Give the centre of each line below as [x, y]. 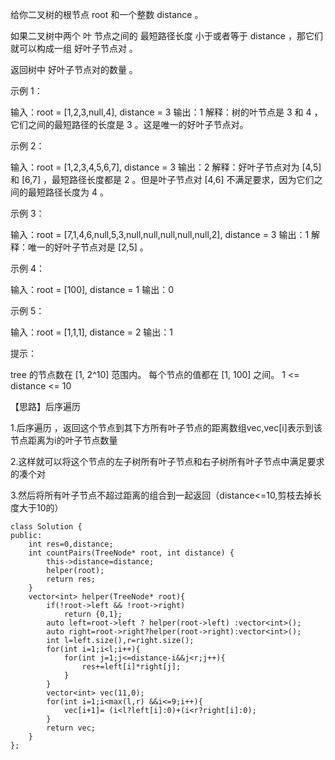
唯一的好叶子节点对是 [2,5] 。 [88, 247]
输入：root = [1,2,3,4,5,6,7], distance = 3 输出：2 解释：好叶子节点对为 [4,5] [166, 167]
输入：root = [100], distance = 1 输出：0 [92, 289]
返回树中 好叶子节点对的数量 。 [74, 69]
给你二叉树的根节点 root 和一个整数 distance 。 [107, 14]
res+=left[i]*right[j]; [131, 667]
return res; [71, 579]
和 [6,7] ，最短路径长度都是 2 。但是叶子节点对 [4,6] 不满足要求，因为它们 [162, 179]
